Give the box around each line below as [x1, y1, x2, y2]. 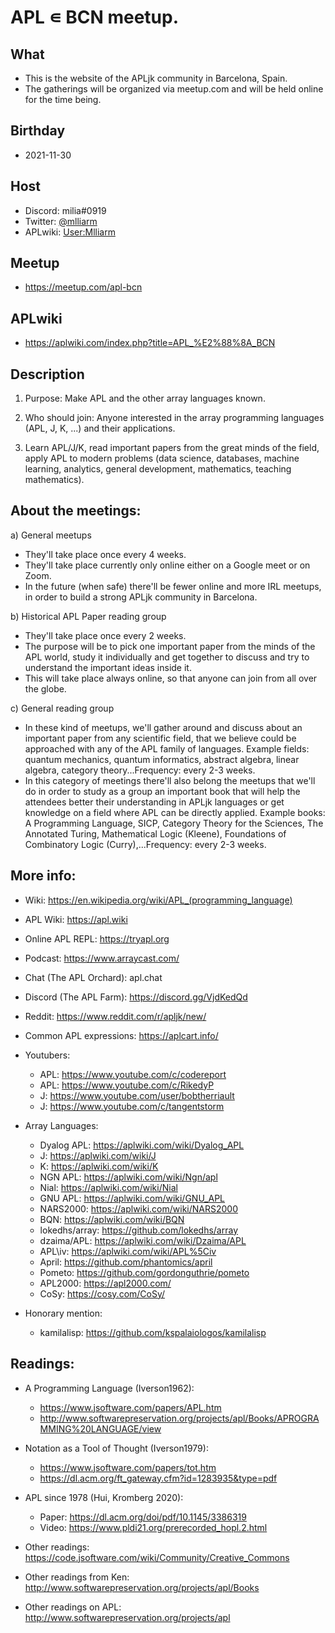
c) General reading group [10, 702, 115, 714]
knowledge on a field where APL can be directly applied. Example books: [24, 806, 326, 818]
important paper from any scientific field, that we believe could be [24, 732, 297, 744]
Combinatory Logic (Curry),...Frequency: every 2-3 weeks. [24, 838, 267, 850]
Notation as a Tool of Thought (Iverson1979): [24, 1442, 209, 1454]
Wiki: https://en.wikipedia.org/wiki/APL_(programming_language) [24, 894, 293, 906]
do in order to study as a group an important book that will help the [24, 785, 301, 797]
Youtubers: [24, 1049, 71, 1061]
